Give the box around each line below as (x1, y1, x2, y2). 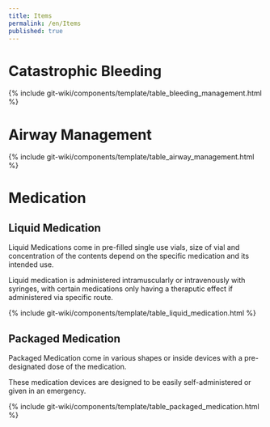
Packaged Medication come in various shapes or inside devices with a (8, 353, 243, 363)
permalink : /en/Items (8, 19, 82, 27)
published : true (8, 27, 63, 35)
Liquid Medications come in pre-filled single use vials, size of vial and (8, 243, 240, 252)
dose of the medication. (47, 361, 127, 372)
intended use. (8, 260, 54, 269)
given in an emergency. (8, 386, 86, 396)
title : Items (8, 11, 53, 20)
